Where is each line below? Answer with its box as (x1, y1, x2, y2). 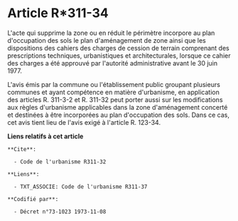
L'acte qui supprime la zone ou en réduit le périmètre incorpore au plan (7, 29, 215, 37)
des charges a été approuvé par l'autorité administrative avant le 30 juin (7, 58, 218, 67)
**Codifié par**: (7, 195, 59, 202)
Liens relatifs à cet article (7, 132, 84, 140)
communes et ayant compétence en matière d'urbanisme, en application (7, 88, 220, 96)
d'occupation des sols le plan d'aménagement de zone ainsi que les (7, 36, 206, 44)
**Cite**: (7, 145, 37, 153)
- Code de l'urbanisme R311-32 (13, 158, 107, 165)
